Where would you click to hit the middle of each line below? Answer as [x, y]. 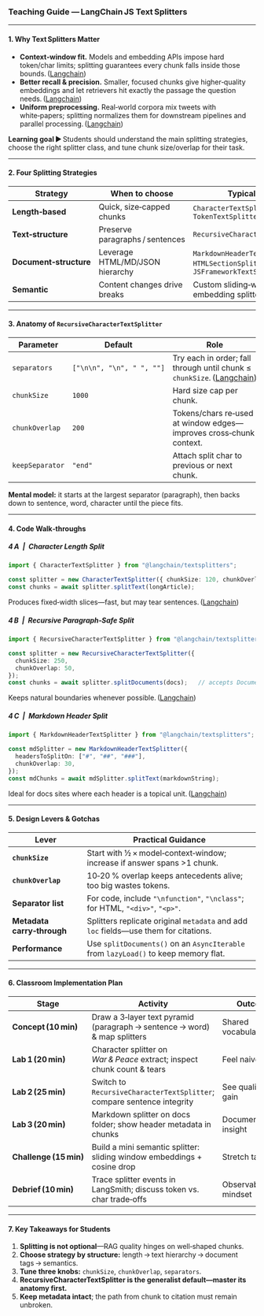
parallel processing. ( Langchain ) [71, 124]
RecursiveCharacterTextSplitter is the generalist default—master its [133, 1280]
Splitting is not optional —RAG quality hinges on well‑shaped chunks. [132, 1247]
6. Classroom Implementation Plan [66, 983]
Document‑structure [52, 262]
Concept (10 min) [45, 1027]
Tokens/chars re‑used [213, 413]
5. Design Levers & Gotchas [54, 819]
